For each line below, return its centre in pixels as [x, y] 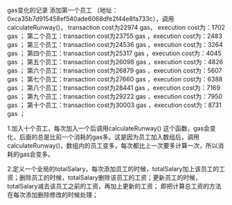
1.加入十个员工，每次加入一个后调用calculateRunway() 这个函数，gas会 [108, 128]
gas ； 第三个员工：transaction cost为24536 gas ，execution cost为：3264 [115, 45]
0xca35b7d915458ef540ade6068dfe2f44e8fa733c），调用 [91, 19]
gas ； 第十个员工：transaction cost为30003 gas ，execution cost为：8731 [114, 105]
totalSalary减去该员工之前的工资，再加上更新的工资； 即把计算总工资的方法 [114, 186]
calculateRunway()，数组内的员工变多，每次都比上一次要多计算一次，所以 [113, 146]
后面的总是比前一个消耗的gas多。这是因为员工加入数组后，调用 [109, 137]
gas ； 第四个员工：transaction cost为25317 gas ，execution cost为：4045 [114, 53]
